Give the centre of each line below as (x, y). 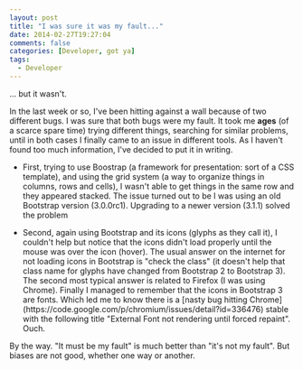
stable (277, 309)
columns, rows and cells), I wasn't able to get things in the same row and (158, 186)
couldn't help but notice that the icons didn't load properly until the (147, 242)
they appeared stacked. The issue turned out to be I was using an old (151, 196)
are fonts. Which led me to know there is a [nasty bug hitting (135, 300)
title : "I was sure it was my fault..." (87, 26)
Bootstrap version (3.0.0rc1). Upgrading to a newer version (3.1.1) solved (156, 205)
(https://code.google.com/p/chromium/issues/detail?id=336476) (143, 309)
